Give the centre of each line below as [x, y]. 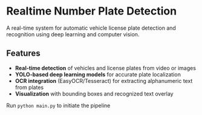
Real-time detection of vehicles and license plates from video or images [106, 68]
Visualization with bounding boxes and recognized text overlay [94, 94]
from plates [29, 87]
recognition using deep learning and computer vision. [73, 34]
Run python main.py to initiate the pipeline [58, 105]
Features [23, 54]
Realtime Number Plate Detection [92, 11]
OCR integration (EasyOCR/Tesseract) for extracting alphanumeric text [104, 80]
